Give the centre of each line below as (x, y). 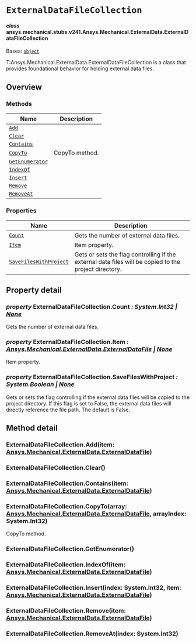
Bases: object (23, 51)
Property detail (34, 290)
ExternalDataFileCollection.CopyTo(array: (66, 506)
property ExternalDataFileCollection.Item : (68, 342)
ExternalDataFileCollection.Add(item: (60, 445)
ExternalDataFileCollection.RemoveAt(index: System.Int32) (92, 634)
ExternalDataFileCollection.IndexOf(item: (66, 565)
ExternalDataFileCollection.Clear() (56, 467)
